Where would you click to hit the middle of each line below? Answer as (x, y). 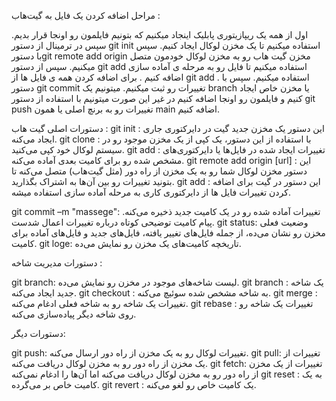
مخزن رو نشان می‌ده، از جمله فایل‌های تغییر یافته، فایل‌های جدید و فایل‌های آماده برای (168, 233)
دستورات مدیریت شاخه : (57, 263)
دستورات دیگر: (38, 333)
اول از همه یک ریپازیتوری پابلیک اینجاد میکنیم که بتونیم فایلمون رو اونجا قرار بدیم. (160, 34)
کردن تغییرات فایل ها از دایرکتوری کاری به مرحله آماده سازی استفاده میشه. (151, 192)
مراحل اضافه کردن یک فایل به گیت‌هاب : (86, 15)
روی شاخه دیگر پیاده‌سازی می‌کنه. (74, 314)
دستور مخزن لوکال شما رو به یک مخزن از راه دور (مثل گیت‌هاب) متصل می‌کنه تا (159, 171)
